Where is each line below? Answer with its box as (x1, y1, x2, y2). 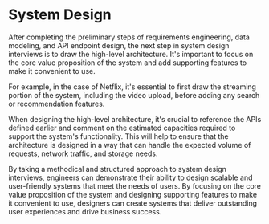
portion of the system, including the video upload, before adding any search (8, 90, 260, 100)
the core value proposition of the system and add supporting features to (8, 58, 247, 67)
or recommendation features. (8, 99, 105, 108)
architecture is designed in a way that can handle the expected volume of (8, 140, 251, 149)
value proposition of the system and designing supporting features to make (8, 189, 258, 199)
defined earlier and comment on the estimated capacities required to (8, 123, 236, 132)
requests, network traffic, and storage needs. (8, 149, 158, 158)
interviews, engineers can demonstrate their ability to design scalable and (8, 173, 253, 182)
